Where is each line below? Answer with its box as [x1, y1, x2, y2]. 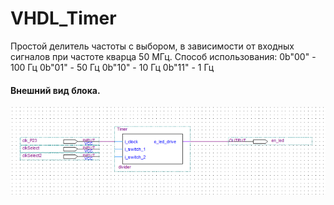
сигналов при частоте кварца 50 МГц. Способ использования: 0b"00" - [10, 50, 317, 62]
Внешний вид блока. [10, 84, 101, 96]
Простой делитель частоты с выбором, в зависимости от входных [10, 40, 295, 52]
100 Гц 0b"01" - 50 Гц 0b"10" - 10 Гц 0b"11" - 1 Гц [10, 61, 215, 73]
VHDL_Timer [10, 7, 117, 30]
